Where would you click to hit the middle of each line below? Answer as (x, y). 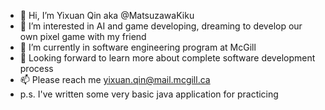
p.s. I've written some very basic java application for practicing (149, 94)
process (36, 68)
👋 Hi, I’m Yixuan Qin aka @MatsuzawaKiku (107, 15)
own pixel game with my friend (83, 36)
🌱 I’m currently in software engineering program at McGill (138, 47)
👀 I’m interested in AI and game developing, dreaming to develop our (161, 26)
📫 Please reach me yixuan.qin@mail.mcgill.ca (115, 79)
